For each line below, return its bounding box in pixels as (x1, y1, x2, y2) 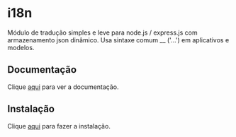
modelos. (7, 43, 35, 52)
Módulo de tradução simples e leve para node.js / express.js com (7, 28, 198, 37)
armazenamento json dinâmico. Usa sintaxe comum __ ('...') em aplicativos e (7, 35, 230, 44)
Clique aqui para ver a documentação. (7, 83, 119, 91)
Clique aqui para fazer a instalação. (7, 121, 111, 130)
